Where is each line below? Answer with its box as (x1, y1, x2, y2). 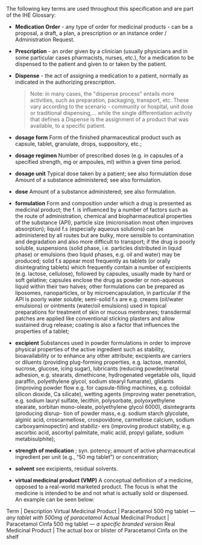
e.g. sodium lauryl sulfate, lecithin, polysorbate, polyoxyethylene (14, 397, 175, 404)
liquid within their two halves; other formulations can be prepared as (14, 283, 185, 290)
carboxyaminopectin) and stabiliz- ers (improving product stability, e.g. (14, 423, 192, 429)
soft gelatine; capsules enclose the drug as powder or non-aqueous (14, 276, 184, 284)
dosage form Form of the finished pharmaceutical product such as (14, 134, 181, 141)
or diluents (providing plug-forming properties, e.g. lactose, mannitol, (14, 358, 187, 366)
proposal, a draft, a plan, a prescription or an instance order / (14, 30, 167, 37)
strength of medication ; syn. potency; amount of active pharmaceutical (14, 447, 196, 454)
